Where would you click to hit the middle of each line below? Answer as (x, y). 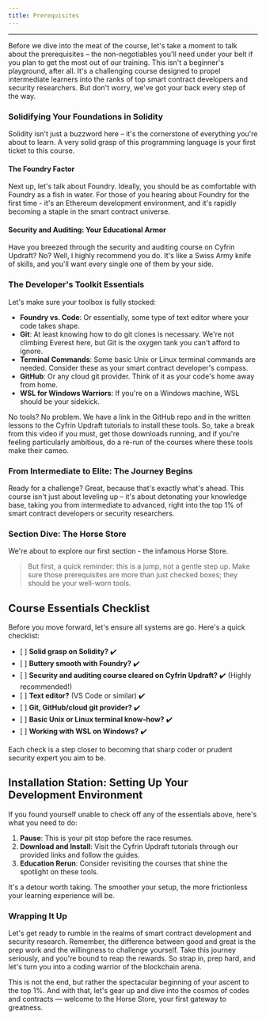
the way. (22, 96)
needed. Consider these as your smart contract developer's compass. (134, 367)
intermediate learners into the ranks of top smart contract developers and (128, 79)
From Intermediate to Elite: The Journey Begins (101, 470)
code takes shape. (50, 325)
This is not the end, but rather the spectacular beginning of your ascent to (129, 982)
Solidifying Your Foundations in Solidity (86, 116)
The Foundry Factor (42, 169)
